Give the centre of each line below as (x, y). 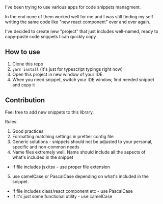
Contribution (25, 100)
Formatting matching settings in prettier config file (63, 136)
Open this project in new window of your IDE (57, 74)
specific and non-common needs (46, 146)
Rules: (12, 121)
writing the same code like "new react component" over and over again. (78, 22)
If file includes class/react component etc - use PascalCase (72, 191)
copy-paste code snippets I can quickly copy (51, 37)
